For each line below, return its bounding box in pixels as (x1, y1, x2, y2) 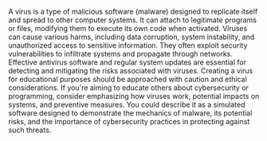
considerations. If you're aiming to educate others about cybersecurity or (8, 83, 249, 92)
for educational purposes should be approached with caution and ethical (8, 75, 247, 84)
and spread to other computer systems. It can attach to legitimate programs (8, 15, 257, 25)
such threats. (8, 125, 52, 135)
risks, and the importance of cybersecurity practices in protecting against (8, 117, 250, 126)
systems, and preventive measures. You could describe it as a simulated (8, 100, 245, 109)
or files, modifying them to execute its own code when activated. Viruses (8, 24, 248, 33)
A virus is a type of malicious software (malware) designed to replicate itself (8, 7, 258, 16)
